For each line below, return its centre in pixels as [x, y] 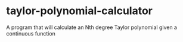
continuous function [31, 33]
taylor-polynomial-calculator [80, 11]
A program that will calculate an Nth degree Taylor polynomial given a [92, 27]
